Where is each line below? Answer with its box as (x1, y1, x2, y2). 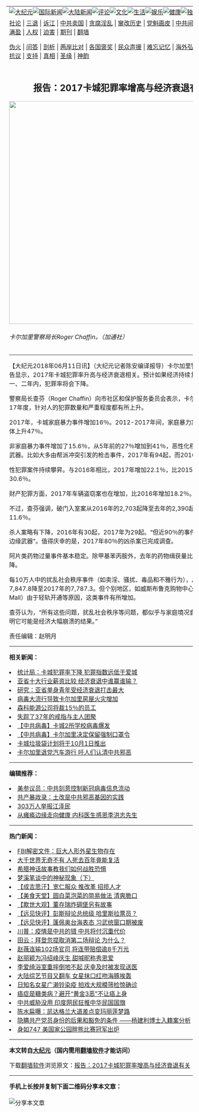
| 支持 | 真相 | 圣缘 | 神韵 (23, 52, 89, 60)
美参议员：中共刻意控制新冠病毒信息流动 (17, 784, 130, 792)
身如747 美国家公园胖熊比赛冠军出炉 (17, 1025, 120, 1034)
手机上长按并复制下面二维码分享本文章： (9, 1082, 123, 1091)
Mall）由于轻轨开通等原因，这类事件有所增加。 (9, 593, 140, 602)
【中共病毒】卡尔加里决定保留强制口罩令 (17, 731, 130, 739)
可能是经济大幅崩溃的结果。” (21, 617, 98, 625)
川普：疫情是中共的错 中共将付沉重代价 (17, 927, 126, 936)
